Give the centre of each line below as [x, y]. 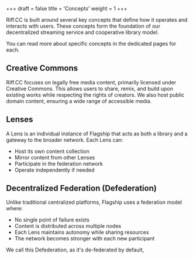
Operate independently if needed [54, 170]
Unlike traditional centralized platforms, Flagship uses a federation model [94, 202]
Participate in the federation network [59, 163]
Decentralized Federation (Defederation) [81, 188]
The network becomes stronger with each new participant [85, 238]
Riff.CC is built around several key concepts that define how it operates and [97, 20]
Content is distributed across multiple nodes [68, 226]
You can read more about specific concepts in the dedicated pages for [91, 44]
